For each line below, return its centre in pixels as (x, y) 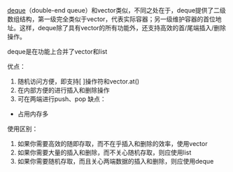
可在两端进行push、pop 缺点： (62, 99)
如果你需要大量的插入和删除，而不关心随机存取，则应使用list (104, 152)
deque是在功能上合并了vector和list (57, 52)
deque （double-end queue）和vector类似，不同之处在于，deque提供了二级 (116, 10)
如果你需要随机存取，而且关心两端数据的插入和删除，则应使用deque (115, 161)
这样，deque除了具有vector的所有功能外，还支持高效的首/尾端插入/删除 (122, 28)
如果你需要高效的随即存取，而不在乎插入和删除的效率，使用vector (112, 144)
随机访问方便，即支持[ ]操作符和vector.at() (78, 81)
